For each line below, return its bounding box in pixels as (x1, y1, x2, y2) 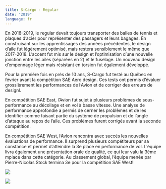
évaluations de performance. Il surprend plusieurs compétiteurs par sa (5, 138, 149, 144)
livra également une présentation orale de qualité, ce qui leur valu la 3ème (5, 149, 157, 155)
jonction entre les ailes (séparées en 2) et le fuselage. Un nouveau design (5, 57, 156, 63)
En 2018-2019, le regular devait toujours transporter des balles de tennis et (5, 30, 158, 36)
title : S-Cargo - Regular (5, 7, 58, 12)
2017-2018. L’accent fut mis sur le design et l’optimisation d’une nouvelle (5, 51, 153, 57)
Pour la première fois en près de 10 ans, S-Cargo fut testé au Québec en (5, 72, 153, 78)
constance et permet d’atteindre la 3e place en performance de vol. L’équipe (5, 144, 162, 150)
